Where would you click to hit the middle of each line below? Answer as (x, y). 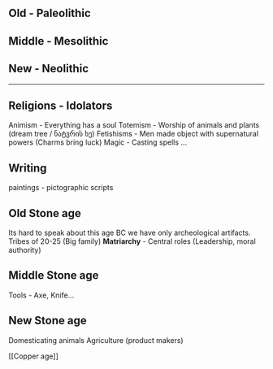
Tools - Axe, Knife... (41, 295)
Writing (28, 168)
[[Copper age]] (34, 356)
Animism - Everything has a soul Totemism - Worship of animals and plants (134, 125)
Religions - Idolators (61, 105)
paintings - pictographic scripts (61, 188)
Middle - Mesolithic (58, 41)
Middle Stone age (54, 276)
